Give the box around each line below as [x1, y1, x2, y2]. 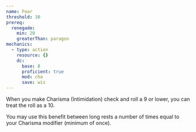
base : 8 [21, 63, 41, 69]
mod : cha [21, 74, 43, 80]
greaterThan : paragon [16, 36, 69, 42]
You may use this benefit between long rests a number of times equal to [6, 113, 180, 120]
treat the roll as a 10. [6, 102, 55, 109]
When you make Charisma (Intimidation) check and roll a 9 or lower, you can [6, 96, 190, 103]
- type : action [11, 47, 49, 53]
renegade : [11, 25, 35, 31]
